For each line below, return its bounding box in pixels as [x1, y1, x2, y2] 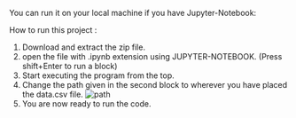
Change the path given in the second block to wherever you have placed [21, 80, 288, 90]
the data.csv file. [21, 89, 84, 99]
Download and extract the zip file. [21, 42, 146, 52]
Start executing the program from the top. [21, 70, 175, 81]
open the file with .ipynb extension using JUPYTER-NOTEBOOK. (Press [21, 51, 283, 61]
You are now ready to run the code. [21, 98, 152, 109]
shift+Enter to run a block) [21, 61, 118, 71]
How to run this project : [9, 25, 97, 35]
